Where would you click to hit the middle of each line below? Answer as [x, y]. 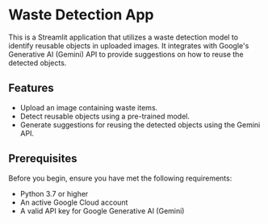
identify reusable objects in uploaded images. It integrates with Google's [129, 45]
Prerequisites [43, 159]
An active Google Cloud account [74, 202]
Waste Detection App [81, 15]
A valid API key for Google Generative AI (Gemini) [102, 210]
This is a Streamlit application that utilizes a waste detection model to [124, 37]
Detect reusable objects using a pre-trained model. [105, 116]
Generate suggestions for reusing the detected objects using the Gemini [140, 124]
